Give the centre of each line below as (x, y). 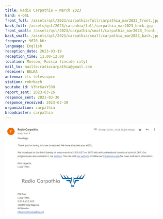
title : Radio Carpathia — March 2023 (43, 10)
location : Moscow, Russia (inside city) (47, 61)
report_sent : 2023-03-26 (30, 92)
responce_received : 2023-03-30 (37, 102)
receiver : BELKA (21, 72)
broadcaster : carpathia (29, 113)
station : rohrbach (24, 82)
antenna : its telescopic (30, 77)
